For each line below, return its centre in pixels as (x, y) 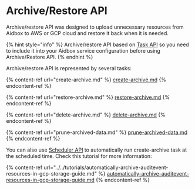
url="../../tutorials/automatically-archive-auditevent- (106, 167)
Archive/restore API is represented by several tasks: (69, 68)
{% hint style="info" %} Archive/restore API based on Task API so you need (97, 44)
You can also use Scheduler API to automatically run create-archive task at (97, 150)
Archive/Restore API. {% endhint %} (50, 57)
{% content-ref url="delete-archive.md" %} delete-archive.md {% (86, 115)
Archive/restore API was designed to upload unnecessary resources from (95, 27)
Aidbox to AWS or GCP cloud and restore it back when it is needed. (87, 33)
